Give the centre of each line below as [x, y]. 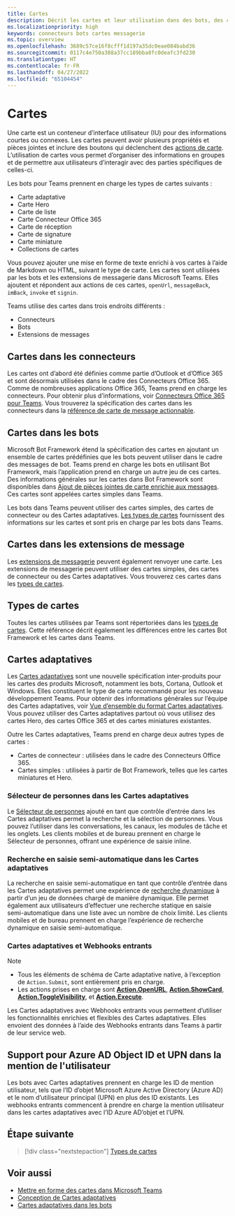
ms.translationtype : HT [42, 60]
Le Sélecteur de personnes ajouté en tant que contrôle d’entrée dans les [111, 811]
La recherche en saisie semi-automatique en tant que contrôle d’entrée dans [117, 883]
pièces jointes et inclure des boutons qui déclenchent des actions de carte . [115, 148]
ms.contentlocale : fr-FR [43, 66]
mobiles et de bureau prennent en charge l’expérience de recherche [106, 920]
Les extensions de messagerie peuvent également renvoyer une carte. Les [115, 561]
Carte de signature [44, 235]
